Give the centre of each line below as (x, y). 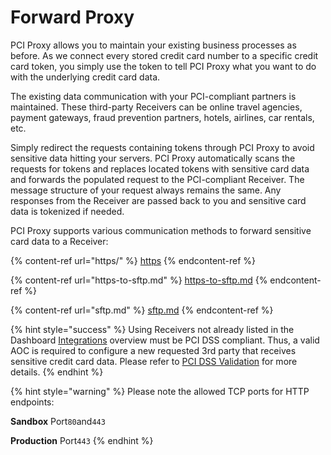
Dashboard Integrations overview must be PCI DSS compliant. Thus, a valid (165, 340)
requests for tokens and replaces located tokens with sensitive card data (160, 168)
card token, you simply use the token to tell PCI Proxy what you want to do (163, 66)
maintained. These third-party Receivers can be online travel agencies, (156, 107)
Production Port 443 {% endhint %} (82, 440)
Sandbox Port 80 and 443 (58, 421)
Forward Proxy (72, 17)
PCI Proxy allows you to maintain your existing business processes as (153, 45)
